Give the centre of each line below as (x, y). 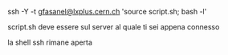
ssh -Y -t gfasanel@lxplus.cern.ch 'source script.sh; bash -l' (107, 12)
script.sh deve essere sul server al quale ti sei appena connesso (114, 27)
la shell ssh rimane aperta (50, 42)
